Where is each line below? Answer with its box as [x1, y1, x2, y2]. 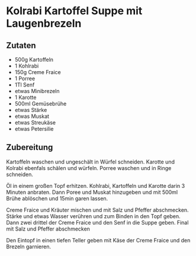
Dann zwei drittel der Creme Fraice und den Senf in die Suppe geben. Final [6, 219, 189, 226]
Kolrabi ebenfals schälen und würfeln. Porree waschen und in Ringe [6, 164, 172, 171]
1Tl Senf [14, 81, 35, 88]
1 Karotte [14, 94, 37, 101]
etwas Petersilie [14, 126, 54, 132]
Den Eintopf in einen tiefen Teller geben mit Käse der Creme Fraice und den [6, 236, 191, 244]
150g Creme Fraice [14, 69, 61, 75]
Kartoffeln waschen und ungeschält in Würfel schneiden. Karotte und [6, 158, 175, 165]
